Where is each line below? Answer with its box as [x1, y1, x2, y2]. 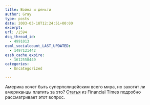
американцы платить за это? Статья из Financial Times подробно [5, 89, 141, 95]
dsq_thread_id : [5, 35, 36, 40]
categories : [5, 62, 29, 66]
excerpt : [5, 25, 23, 30]
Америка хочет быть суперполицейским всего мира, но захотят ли [5, 84, 146, 89]
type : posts [5, 16, 29, 21]
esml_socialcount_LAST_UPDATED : [5, 43, 71, 48]
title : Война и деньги [5, 7, 51, 12]
